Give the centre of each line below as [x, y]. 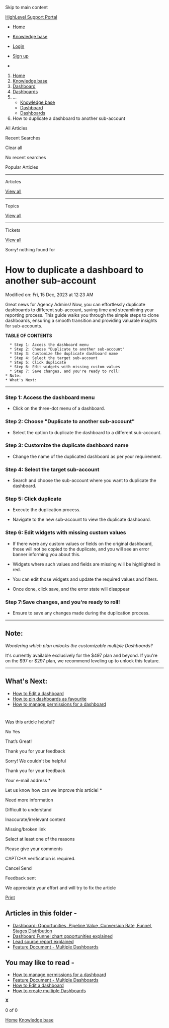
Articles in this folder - [41, 913]
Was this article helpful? [30, 722]
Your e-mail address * [28, 780]
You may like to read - [40, 963]
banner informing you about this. [46, 554]
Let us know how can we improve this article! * [54, 790]
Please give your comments [34, 849]
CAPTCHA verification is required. [40, 858]
